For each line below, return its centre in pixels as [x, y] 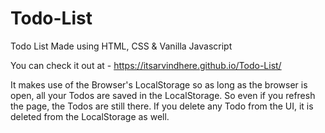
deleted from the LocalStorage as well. [90, 116]
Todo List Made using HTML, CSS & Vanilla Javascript [121, 46]
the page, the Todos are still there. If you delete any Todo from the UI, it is [162, 106]
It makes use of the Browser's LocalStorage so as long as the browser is [159, 84]
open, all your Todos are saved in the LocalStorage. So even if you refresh [163, 95]
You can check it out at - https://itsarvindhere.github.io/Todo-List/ [146, 65]
